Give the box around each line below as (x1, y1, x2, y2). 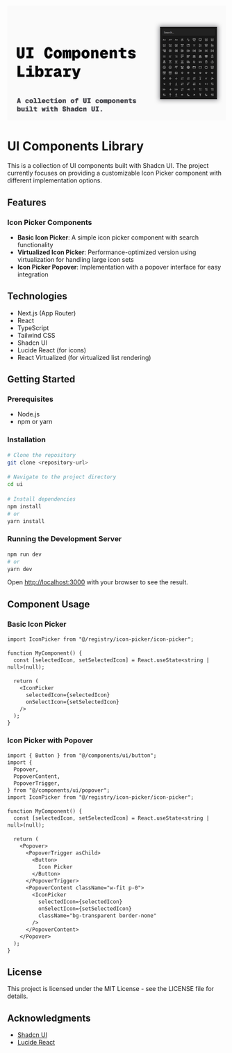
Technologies (7, 290, 68, 302)
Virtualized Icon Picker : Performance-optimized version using (17, 248, 197, 256)
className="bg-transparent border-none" (38, 912, 157, 919)
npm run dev (7, 551, 42, 558)
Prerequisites (7, 394, 53, 404)
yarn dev (7, 565, 33, 572)
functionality (17, 240, 53, 249)
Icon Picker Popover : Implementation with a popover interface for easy (17, 263, 222, 271)
